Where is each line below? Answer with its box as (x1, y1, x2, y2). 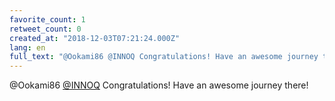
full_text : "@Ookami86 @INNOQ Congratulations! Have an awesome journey (9, 52, 319, 62)
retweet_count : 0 (9, 24, 82, 34)
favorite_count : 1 (9, 14, 86, 25)
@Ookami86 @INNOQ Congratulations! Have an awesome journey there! (9, 79, 309, 91)
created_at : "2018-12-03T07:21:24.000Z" (9, 33, 181, 43)
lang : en (9, 42, 46, 53)
